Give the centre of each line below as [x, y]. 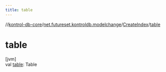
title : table [19, 10]
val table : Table [21, 64]
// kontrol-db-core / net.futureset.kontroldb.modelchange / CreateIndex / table [83, 24]
